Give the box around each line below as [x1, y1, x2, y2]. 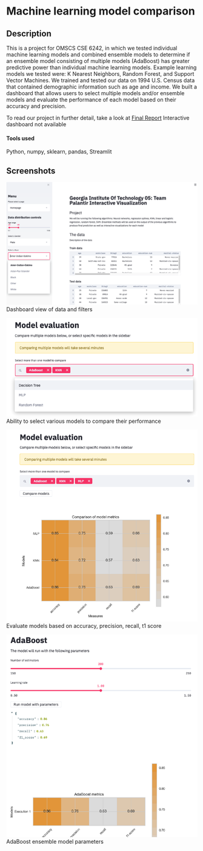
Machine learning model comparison [6, 4, 195, 18]
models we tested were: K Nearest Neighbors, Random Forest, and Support [6, 70, 195, 77]
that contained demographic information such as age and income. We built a [6, 83, 198, 90]
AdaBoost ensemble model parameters [6, 838, 104, 845]
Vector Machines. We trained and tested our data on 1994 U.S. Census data [6, 77, 195, 84]
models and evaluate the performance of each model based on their [6, 96, 177, 103]
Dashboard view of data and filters [6, 306, 93, 313]
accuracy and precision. [6, 103, 67, 110]
